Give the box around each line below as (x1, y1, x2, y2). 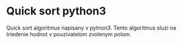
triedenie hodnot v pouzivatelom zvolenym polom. (6, 30, 132, 37)
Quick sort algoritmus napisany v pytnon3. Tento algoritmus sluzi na (6, 24, 177, 31)
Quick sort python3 (6, 4, 106, 18)
